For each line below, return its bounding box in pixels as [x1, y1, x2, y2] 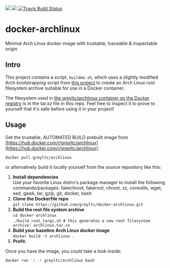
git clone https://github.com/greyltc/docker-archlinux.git [12, 202, 143, 207]
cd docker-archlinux [12, 213, 57, 218]
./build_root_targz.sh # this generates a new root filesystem [12, 218, 151, 224]
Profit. [12, 238, 27, 244]
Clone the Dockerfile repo [12, 196, 69, 202]
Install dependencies [12, 174, 59, 180]
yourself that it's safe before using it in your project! [5, 105, 114, 112]
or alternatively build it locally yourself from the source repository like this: [5, 164, 162, 170]
